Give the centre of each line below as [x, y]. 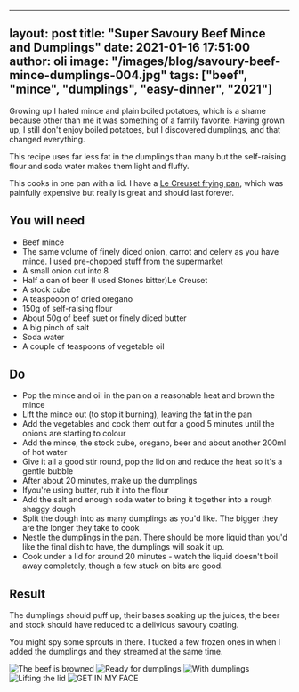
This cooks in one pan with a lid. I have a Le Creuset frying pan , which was [146, 183]
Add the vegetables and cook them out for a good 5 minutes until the [148, 424]
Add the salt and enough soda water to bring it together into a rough [147, 500]
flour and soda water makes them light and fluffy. [99, 166]
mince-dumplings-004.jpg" [88, 75]
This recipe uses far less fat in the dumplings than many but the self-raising [148, 156]
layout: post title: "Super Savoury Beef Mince [137, 33]
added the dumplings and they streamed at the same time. [116, 652]
